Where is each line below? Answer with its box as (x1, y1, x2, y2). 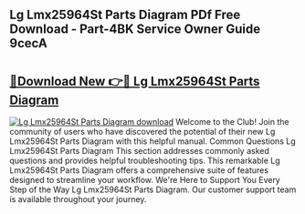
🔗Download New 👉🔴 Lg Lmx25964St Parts (9, 73, 260, 89)
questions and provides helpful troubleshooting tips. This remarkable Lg (9, 155, 280, 166)
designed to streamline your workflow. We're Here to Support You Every (9, 175, 280, 185)
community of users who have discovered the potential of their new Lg (9, 127, 276, 137)
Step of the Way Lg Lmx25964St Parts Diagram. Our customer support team (9, 184, 297, 195)
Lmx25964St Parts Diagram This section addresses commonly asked (9, 146, 269, 156)
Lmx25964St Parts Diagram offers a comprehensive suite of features (9, 165, 269, 176)
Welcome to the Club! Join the (175, 117, 289, 127)
